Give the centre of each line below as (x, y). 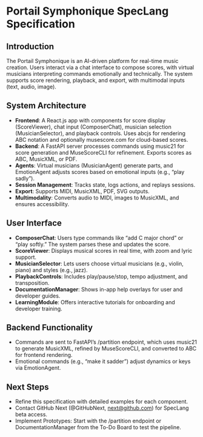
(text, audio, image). (31, 87)
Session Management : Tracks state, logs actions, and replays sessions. (105, 185)
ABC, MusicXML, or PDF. (46, 159)
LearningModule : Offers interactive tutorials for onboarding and (95, 302)
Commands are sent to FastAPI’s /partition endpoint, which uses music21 (106, 342)
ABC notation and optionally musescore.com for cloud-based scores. (101, 139)
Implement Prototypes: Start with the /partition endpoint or (88, 421)
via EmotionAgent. (38, 368)
